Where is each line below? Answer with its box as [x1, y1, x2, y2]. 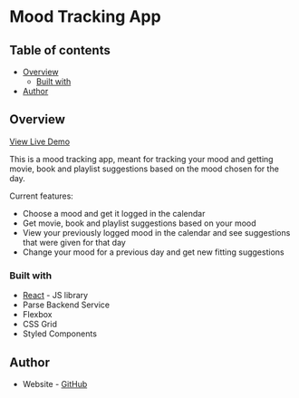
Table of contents [9, 43, 111, 58]
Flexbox [22, 309, 53, 320]
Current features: [9, 190, 74, 201]
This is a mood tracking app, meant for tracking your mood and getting [9, 153, 274, 164]
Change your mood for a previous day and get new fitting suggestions [22, 247, 285, 257]
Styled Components [22, 328, 98, 339]
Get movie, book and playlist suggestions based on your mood [22, 218, 256, 228]
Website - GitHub [22, 378, 88, 389]
